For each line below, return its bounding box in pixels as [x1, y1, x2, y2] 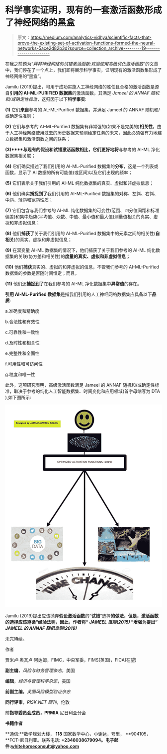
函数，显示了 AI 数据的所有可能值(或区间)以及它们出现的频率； [5, 169, 133, 175]
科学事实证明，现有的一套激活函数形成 [5, 4, 163, 16]
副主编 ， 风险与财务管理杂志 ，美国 [5, 667, 75, 673]
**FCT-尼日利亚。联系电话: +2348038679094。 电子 [5, 737, 114, 743]
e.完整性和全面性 [5, 350, 40, 356]
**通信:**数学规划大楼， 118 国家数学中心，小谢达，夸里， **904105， [5, 731, 151, 737]
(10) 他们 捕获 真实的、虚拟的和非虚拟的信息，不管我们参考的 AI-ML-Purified [5, 264, 159, 270]
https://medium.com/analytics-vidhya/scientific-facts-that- [30, 34, 152, 40]
